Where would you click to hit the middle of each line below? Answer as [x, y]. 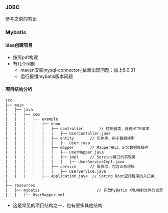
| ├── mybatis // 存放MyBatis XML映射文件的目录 [84, 190]
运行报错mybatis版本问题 [46, 76]
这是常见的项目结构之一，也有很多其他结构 [57, 205]
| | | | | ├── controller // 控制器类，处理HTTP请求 [77, 128]
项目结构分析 [19, 89]
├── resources [20, 185]
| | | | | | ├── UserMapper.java [54, 152]
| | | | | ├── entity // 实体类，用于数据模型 [70, 138]
